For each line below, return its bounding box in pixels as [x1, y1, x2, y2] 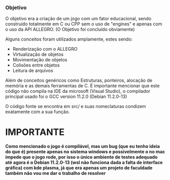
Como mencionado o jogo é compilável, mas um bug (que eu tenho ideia [5, 143, 160, 150]
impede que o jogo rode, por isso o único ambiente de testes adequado [5, 154, 158, 160]
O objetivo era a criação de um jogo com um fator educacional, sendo [5, 16, 151, 22]
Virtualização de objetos [12, 51, 64, 57]
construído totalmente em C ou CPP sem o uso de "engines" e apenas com [5, 21, 162, 27]
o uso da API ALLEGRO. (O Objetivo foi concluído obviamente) [5, 26, 135, 32]
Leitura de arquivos [12, 67, 53, 74]
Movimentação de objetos [12, 57, 67, 63]
